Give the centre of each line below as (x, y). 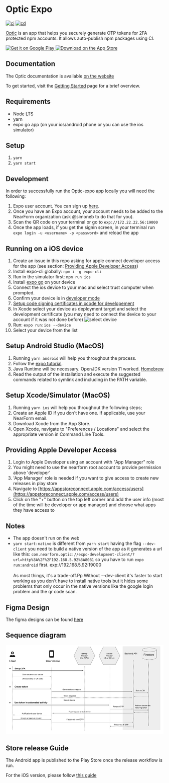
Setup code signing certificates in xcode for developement (73, 303)
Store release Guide (37, 748)
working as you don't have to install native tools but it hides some (80, 581)
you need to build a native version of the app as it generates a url (95, 549)
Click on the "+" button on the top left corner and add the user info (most (88, 500)
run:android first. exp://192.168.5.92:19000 (57, 565)
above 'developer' (32, 473)
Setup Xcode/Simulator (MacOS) (58, 395)
